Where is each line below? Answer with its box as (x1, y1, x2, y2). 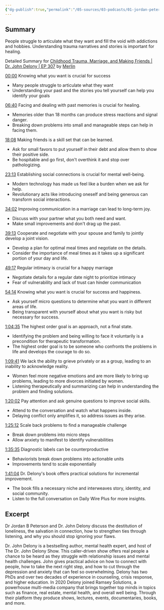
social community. (12, 490, 49, 496)
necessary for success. (12, 314, 60, 320)
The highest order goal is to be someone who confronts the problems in (12, 343, 157, 349)
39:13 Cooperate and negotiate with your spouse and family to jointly (5, 230, 144, 236)
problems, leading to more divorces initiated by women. (12, 378, 124, 384)
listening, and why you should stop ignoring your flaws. (5, 534, 116, 539)
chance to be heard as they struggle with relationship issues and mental (5, 553, 150, 559)
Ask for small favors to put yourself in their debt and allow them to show (12, 146, 157, 152)
